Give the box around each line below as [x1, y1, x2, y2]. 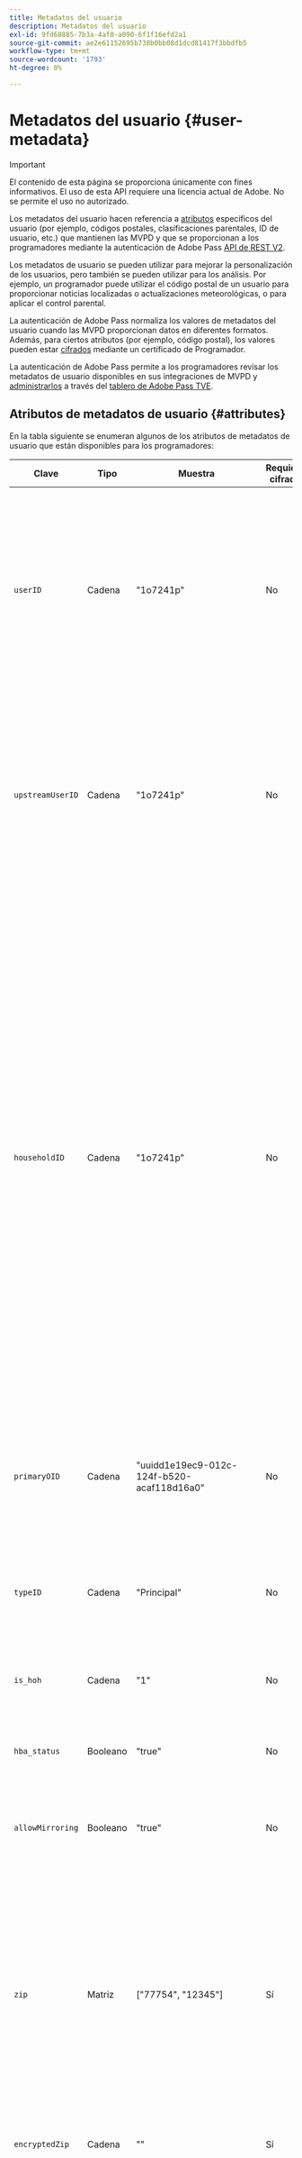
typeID [13, 1587, 42, 1598]
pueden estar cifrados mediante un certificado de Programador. [9, 343, 246, 354]
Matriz [86, 1988, 115, 2000]
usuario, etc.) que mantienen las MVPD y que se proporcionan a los [9, 232, 259, 243]
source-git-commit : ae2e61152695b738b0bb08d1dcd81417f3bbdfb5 [9, 38, 247, 48]
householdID [13, 1152, 66, 1162]
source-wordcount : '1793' [9, 55, 106, 64]
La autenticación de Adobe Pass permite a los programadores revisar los [9, 361, 279, 372]
